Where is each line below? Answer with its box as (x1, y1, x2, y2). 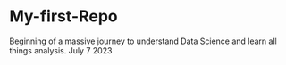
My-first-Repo (9, 6, 118, 27)
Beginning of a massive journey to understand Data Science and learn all (9, 36, 277, 46)
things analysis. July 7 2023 (9, 45, 113, 55)
